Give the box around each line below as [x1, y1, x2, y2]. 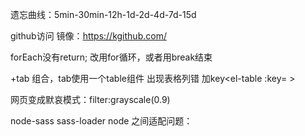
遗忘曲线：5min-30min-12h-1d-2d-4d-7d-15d [10, 9, 197, 20]
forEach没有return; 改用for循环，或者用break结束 [10, 51, 213, 63]
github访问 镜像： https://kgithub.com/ [10, 30, 167, 42]
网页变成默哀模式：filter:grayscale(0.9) [10, 94, 171, 105]
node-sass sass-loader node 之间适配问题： [10, 115, 193, 127]
